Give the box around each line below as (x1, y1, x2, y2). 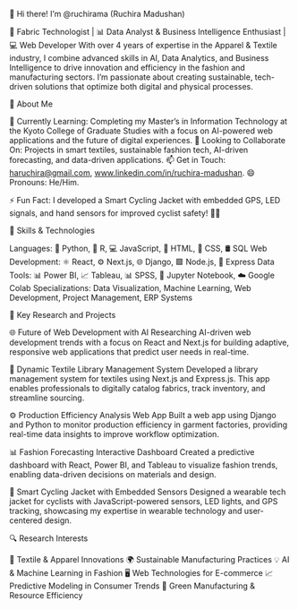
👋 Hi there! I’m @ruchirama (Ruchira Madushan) (9, 9, 185, 19)
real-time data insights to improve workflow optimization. (9, 429, 219, 439)
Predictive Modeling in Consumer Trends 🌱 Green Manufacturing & (9, 580, 256, 591)
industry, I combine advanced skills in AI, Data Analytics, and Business (9, 53, 269, 63)
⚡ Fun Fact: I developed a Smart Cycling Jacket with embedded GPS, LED (9, 195, 281, 205)
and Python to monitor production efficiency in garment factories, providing (9, 419, 288, 430)
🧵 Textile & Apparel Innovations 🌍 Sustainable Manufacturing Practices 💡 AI (9, 554, 290, 564)
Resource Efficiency (9, 590, 83, 600)
